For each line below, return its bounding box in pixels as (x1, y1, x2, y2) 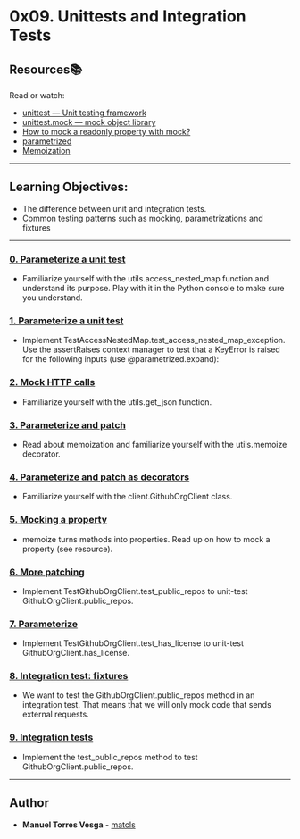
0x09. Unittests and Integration (9, 6, 246, 27)
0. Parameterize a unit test (9, 253, 127, 265)
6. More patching (9, 566, 85, 578)
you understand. (21, 292, 83, 303)
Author (9, 795, 49, 810)
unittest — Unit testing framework (21, 107, 147, 118)
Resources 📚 (9, 62, 83, 77)
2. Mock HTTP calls (9, 376, 96, 389)
